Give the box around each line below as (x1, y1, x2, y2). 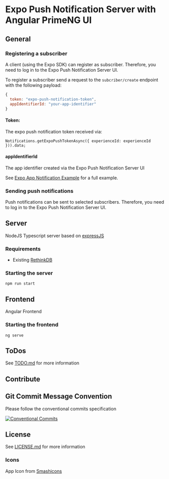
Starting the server (5, 270, 53, 277)
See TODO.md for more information (5, 360, 80, 366)
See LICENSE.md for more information (5, 444, 85, 450)
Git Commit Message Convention (5, 392, 113, 401)
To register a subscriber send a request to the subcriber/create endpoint (5, 76, 158, 82)
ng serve (5, 332, 24, 338)
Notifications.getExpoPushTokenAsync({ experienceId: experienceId (5, 138, 151, 144)
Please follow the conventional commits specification (5, 406, 117, 412)
